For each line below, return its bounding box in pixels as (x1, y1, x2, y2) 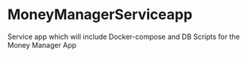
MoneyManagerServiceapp (7, 6, 192, 24)
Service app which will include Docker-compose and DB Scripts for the (7, 32, 240, 41)
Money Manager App (7, 40, 77, 49)
